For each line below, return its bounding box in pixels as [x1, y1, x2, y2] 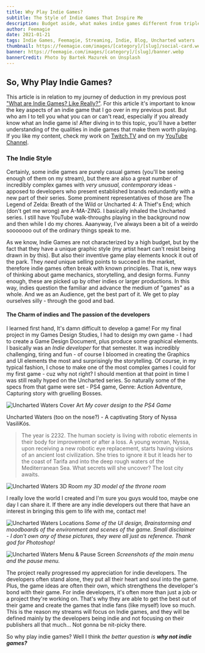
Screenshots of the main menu [116, 550, 194, 558]
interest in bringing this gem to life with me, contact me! [6, 507, 146, 515]
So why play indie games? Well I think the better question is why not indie [6, 633, 192, 640]
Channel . [6, 139, 29, 146]
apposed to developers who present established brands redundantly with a [6, 187, 195, 195]
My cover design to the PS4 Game [85, 401, 172, 409]
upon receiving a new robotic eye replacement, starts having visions [21, 444, 193, 452]
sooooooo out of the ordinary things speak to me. [6, 226, 131, 234]
